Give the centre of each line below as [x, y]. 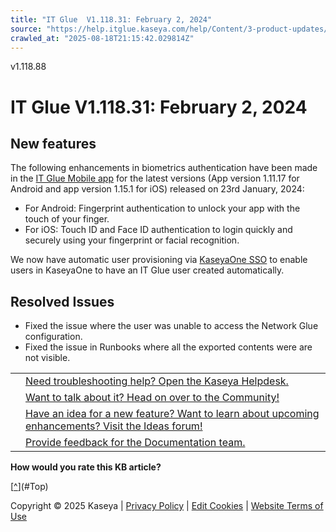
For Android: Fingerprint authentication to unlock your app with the [162, 208]
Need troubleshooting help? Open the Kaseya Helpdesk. [157, 381]
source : [26, 29]
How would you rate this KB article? [86, 467]
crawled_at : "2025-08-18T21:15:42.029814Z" [102, 38]
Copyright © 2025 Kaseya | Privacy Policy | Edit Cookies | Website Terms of [167, 506]
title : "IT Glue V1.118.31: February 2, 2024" [111, 19]
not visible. [47, 358]
